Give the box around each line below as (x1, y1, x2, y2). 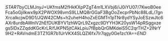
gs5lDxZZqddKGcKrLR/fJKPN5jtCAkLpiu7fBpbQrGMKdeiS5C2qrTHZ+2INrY (5, 25, 161, 31)
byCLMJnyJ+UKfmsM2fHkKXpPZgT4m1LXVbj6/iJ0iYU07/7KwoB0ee (19, 4, 161, 10)
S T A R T (5, 4, 20, 10)
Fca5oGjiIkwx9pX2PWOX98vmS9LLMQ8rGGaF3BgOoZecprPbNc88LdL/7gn (5, 9, 163, 15)
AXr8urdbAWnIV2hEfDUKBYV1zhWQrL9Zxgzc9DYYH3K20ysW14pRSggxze (5, 20, 161, 26)
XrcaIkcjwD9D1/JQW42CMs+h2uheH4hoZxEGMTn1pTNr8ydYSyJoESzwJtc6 (5, 15, 163, 20)
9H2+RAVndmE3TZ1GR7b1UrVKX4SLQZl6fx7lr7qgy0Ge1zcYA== (5, 31, 137, 36)
